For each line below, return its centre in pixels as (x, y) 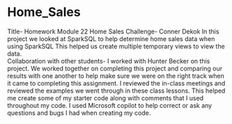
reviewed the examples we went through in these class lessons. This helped (116, 91)
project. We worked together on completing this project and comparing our (115, 68)
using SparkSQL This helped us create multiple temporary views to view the (116, 46)
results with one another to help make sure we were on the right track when (116, 76)
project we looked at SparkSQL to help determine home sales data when (111, 38)
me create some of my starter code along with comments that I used (106, 98)
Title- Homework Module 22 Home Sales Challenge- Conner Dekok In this (113, 31)
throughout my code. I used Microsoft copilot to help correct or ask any (110, 105)
